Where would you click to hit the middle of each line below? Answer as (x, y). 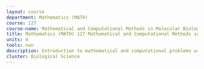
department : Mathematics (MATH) (47, 17)
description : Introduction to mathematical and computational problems (99, 51)
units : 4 (17, 40)
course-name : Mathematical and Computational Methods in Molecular (93, 28)
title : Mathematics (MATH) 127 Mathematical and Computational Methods (99, 34)
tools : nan (20, 46)
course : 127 (21, 23)
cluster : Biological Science (43, 56)
